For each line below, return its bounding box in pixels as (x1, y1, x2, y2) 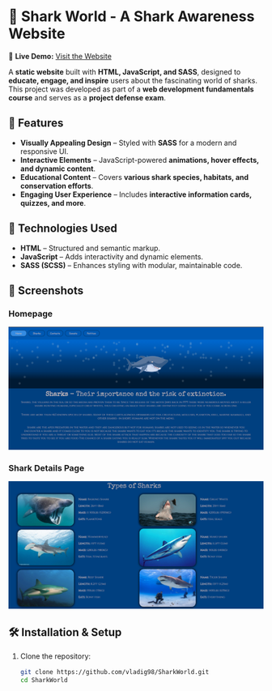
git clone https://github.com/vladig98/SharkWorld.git (19, 668, 210, 676)
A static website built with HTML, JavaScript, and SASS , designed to (8, 66, 241, 76)
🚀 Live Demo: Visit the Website (8, 51, 112, 61)
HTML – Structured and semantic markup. (19, 243, 160, 253)
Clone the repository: (19, 651, 91, 661)
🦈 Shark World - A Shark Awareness (8, 7, 255, 26)
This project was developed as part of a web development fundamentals (8, 84, 254, 94)
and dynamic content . (19, 164, 96, 173)
